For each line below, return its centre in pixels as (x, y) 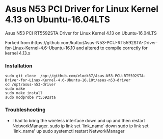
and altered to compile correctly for (112, 48)
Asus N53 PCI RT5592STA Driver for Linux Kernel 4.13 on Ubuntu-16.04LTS (81, 33)
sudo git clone (21, 76)
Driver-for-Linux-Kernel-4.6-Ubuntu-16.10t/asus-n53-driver (68, 80)
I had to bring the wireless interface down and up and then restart (79, 120)
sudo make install (24, 93)
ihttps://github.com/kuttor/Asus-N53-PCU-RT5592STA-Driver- (95, 42)
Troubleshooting (25, 110)
